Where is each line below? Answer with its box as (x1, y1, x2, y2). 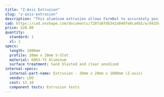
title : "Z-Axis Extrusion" (5, 7, 60, 12)
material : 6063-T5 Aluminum (9, 57, 67, 62)
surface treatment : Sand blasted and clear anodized (9, 62, 119, 67)
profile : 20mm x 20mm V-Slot (9, 52, 69, 58)
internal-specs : (5, 67, 38, 72)
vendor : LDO (9, 75, 34, 80)
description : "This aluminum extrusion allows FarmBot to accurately (5, 16, 150, 21)
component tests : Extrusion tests (9, 84, 80, 90)
